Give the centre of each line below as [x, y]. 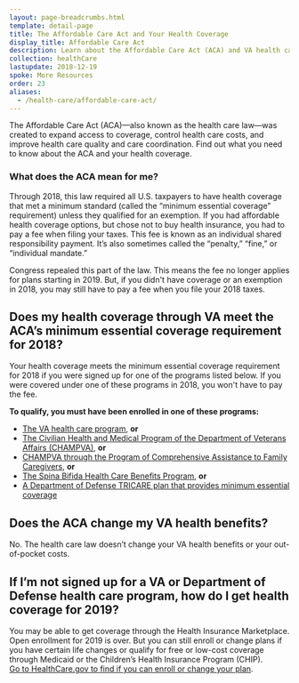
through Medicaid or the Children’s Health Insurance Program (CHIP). [136, 660]
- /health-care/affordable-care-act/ [87, 100]
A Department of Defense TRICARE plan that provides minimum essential [156, 486]
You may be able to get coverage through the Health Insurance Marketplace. [149, 631]
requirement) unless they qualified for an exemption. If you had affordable [145, 215]
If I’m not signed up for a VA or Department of [137, 582]
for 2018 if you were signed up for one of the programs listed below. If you [145, 375]
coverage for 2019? [64, 610]
